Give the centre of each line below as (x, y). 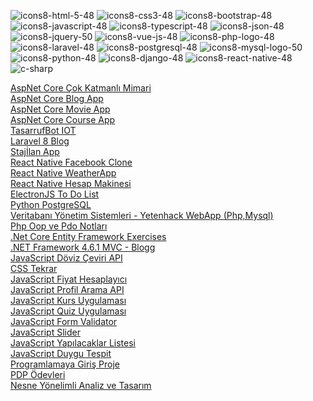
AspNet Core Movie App (60, 109)
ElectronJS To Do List (55, 194)
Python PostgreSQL (51, 204)
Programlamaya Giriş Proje (65, 364)
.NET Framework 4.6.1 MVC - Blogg (83, 247)
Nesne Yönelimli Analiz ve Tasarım (81, 385)
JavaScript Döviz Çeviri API (66, 258)
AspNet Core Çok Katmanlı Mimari (81, 88)
